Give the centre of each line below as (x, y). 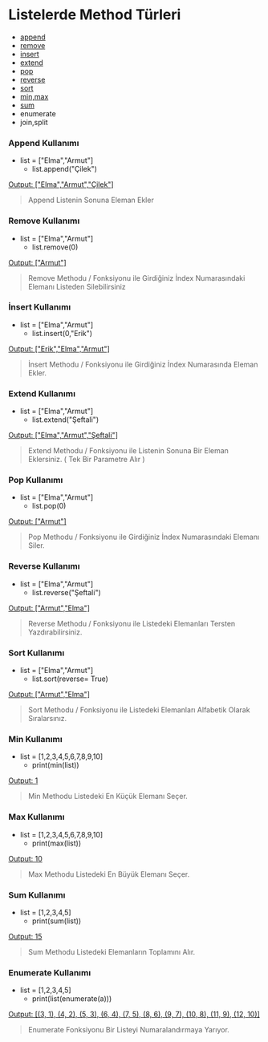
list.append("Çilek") (65, 169)
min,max (34, 96)
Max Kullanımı (37, 817)
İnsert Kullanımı (40, 307)
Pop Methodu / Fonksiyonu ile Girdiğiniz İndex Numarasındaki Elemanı (144, 537)
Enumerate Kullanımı (50, 972)
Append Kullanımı (44, 143)
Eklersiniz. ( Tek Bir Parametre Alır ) (87, 460)
